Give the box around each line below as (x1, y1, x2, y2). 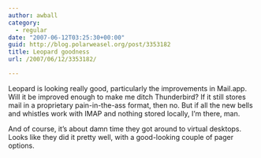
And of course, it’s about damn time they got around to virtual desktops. (8, 123, 242, 134)
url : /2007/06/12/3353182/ (8, 56, 97, 64)
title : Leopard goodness (8, 48, 90, 56)
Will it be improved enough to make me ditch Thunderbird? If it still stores (8, 92, 246, 101)
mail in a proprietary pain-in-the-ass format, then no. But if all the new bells (8, 100, 254, 110)
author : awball (8, 11, 58, 20)
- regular (15, 26, 47, 34)
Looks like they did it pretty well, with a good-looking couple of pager (8, 132, 234, 141)
